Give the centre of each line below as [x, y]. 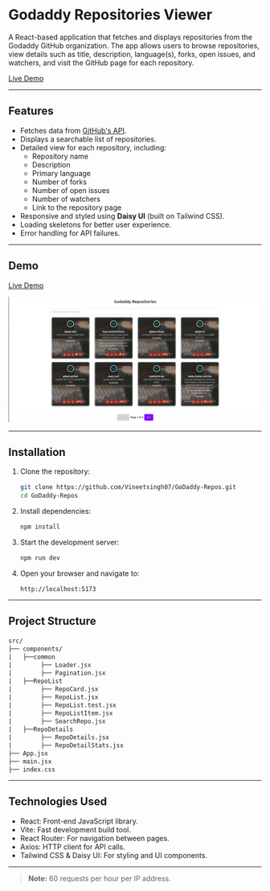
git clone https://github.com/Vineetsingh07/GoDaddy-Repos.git [128, 487]
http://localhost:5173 [58, 589]
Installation [37, 452]
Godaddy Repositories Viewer [110, 15]
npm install [40, 527]
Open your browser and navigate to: [80, 573]
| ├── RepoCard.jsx [53, 689]
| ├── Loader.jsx [50, 665]
